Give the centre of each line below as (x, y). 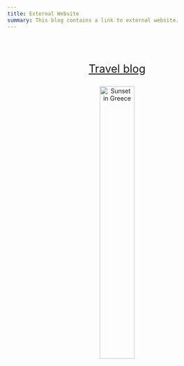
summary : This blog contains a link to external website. (93, 20)
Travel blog (117, 68)
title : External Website (43, 14)
